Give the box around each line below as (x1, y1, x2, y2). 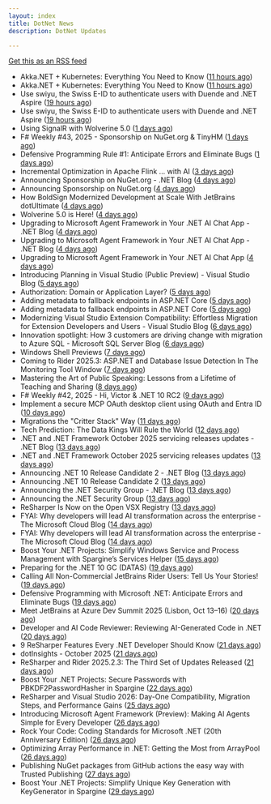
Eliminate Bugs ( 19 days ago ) (19, 597, 117, 607)
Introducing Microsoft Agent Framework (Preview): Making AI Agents (19, 709, 251, 719)
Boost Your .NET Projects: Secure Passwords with (19, 674, 188, 685)
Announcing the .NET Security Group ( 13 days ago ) (19, 494, 192, 503)
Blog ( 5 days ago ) (19, 279, 79, 289)
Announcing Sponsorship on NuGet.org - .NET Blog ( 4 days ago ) (19, 175, 236, 185)
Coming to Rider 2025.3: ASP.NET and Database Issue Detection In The (19, 356, 259, 366)
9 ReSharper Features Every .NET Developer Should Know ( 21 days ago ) (19, 640, 261, 650)
